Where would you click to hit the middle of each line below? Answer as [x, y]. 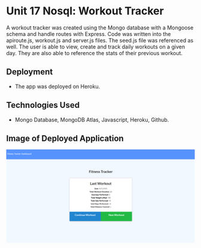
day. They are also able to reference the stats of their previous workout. [95, 53]
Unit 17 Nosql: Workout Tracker [85, 11]
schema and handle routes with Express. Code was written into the [89, 34]
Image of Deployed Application [65, 138]
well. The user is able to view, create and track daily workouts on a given [96, 47]
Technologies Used [43, 105]
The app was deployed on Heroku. [57, 86]
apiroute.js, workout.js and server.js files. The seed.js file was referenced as [100, 40]
